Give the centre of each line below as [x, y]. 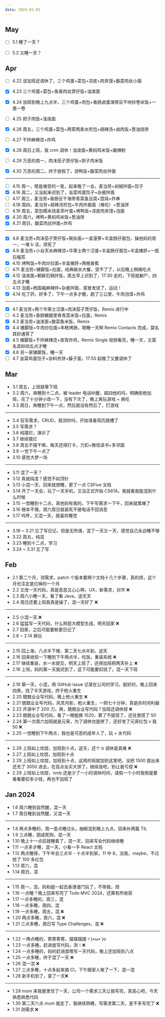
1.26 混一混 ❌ [26, 963]
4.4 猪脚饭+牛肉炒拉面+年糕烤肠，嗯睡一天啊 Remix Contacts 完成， [81, 328]
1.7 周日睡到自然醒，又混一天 [41, 813]
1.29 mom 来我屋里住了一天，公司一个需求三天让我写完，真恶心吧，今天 [85, 991]
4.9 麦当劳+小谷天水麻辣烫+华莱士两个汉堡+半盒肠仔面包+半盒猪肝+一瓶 [86, 251]
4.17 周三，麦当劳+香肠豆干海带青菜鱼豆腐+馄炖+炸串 [66, 199]
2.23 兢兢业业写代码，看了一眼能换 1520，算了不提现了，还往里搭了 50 [84, 715]
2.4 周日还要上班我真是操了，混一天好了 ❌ [55, 602]
